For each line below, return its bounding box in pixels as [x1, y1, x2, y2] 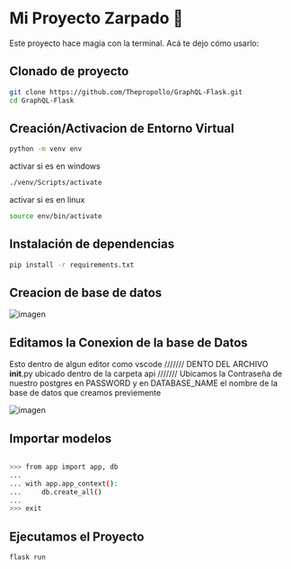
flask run [9, 553, 47, 562]
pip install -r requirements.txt [9, 260, 135, 269]
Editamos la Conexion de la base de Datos [9, 335, 249, 350]
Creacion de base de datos [9, 285, 163, 301]
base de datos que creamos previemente [9, 388, 162, 398]
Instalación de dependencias [9, 237, 175, 252]
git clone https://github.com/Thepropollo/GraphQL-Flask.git [9, 87, 243, 97]
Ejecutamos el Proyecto [9, 529, 145, 544]
